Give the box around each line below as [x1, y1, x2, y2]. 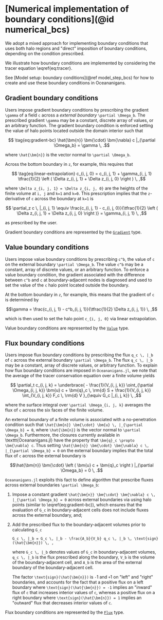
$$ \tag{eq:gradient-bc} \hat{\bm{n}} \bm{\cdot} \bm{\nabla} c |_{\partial [8, 137, 156, 143]
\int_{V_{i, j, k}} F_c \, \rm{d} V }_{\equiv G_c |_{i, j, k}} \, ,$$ [22, 392, 142, 398]
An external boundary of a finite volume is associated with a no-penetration [5, 417, 157, 423]
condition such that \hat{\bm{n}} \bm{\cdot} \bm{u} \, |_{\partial [5, 422, 143, 427]
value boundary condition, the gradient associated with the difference [5, 271, 145, 277]
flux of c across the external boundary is [5, 453, 86, 459]
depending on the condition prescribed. [5, 50, 85, 57]
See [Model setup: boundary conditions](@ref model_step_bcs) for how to [5, 75, 154, 80]
